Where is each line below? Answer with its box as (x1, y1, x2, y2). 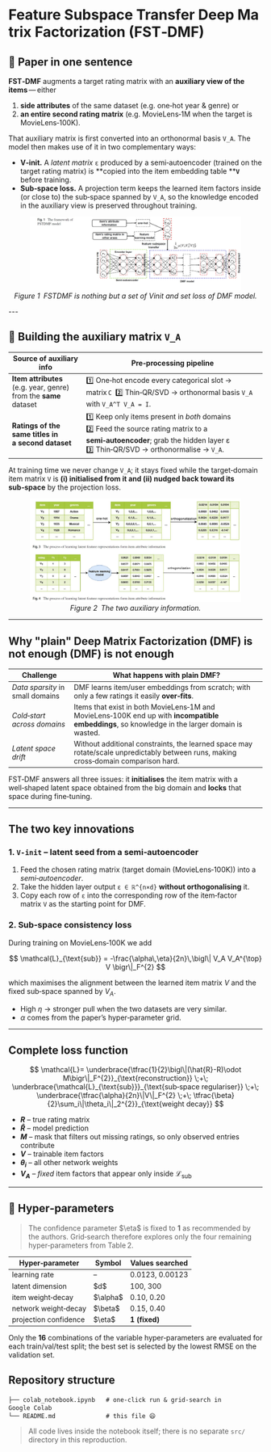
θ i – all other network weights (19, 1158, 119, 1169)
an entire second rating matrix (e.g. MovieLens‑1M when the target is (19, 109, 252, 119)
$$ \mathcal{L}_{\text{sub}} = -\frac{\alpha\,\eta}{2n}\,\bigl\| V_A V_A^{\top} (9, 953, 262, 963)
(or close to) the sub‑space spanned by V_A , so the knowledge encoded (19, 192, 259, 201)
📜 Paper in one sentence (8, 55, 133, 69)
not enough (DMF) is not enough (8, 646, 175, 660)
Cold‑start (11, 710, 46, 720)
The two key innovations (8, 823, 135, 836)
